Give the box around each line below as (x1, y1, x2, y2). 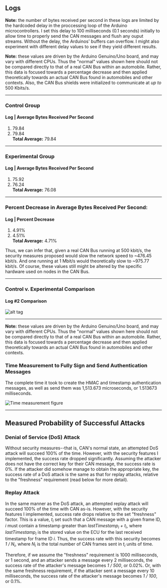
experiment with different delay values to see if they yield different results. (5, 43, 158, 49)
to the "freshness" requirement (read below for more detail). (5, 477, 128, 483)
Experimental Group (5, 153, 55, 160)
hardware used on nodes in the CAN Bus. (5, 268, 90, 275)
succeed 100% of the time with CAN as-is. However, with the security (5, 505, 148, 511)
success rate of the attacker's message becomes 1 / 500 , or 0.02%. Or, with (5, 562, 161, 568)
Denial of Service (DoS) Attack (5, 433, 81, 440)
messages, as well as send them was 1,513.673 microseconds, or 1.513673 (5, 385, 158, 391)
